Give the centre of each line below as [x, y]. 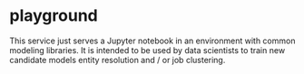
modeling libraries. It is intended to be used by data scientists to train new [147, 50]
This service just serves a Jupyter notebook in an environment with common [152, 41]
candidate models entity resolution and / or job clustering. [118, 60]
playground [54, 16]
